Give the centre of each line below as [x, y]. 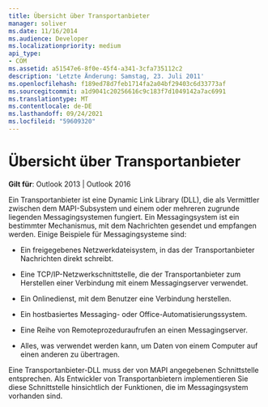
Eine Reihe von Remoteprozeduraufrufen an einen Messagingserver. [134, 330]
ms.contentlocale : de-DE [50, 106]
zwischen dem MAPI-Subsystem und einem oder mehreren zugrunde [124, 208]
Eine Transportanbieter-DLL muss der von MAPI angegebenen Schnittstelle [134, 370]
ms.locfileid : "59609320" [52, 122]
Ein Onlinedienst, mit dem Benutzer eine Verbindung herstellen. [126, 298]
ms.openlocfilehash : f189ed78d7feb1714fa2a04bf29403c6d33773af [117, 84]
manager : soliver [38, 24]
